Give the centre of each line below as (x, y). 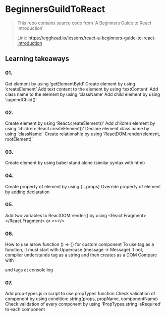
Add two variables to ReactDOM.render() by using (56, 215)
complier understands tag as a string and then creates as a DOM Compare (81, 255)
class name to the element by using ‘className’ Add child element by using (83, 94)
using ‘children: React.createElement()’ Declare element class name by (77, 128)
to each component (25, 310)
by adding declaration (28, 192)
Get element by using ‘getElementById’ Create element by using (70, 83)
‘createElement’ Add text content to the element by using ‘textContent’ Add (82, 89)
